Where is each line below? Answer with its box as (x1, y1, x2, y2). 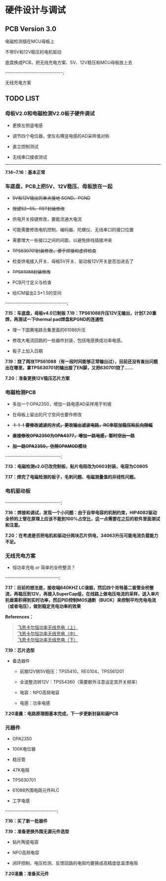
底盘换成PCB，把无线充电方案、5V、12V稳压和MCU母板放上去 (5, 60, 132, 65)
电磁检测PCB (5, 389, 36, 396)
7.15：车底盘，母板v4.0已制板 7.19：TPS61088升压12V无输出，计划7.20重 (5, 310, 157, 316)
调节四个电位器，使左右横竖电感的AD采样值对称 (12, 133, 110, 139)
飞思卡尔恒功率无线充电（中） (17, 630, 78, 636)
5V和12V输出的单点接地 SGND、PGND (12, 195, 90, 201)
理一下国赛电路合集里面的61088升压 (12, 327, 86, 333)
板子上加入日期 (12, 348, 43, 354)
